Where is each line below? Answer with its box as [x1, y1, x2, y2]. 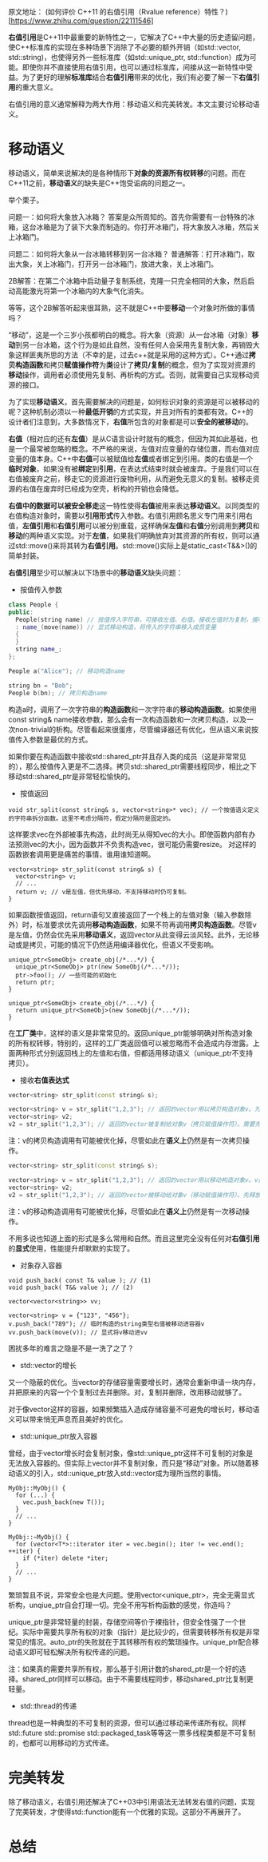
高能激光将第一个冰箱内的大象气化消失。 [14, 286, 148, 296]
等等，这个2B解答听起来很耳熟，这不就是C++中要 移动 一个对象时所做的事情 [8, 303, 255, 312]
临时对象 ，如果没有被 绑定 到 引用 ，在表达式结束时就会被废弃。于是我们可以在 [8, 464, 260, 473]
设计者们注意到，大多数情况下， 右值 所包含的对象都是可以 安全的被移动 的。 [8, 416, 253, 426]
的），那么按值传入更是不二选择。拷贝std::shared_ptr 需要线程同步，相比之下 [8, 762, 258, 771]
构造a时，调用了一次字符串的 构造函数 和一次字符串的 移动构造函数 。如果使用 [8, 704, 257, 714]
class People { [8, 600, 59, 609]
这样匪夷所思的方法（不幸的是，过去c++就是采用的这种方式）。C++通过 [14, 350, 250, 360]
